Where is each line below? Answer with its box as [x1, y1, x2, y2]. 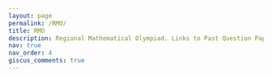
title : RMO [8, 26, 45, 34]
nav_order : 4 [8, 49, 53, 57]
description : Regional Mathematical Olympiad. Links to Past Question [8, 34, 252, 43]
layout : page [8, 11, 53, 20]
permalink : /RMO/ [8, 19, 67, 27]
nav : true [8, 42, 42, 50]
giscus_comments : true [8, 57, 85, 65]
